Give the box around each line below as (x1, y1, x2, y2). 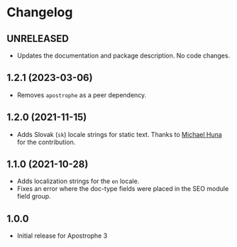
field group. (16, 192, 51, 201)
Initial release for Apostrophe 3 (16, 231, 108, 240)
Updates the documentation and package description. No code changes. (16, 51, 231, 60)
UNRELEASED (6, 33, 69, 45)
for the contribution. (16, 138, 76, 146)
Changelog (6, 4, 73, 21)
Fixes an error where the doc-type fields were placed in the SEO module (16, 185, 229, 193)
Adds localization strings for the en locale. (16, 177, 140, 185)
